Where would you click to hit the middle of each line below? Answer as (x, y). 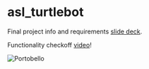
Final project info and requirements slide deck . (75, 31)
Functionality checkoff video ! (49, 45)
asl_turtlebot (46, 12)
